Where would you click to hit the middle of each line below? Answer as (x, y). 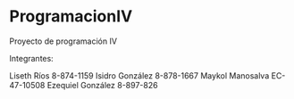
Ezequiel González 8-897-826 (102, 85)
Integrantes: (31, 58)
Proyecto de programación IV (63, 41)
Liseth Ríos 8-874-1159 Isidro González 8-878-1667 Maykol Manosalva (139, 75)
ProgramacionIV (71, 16)
